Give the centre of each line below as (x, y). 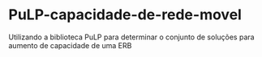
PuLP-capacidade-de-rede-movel (125, 15)
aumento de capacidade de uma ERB (70, 45)
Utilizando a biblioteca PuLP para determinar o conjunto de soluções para (131, 37)
